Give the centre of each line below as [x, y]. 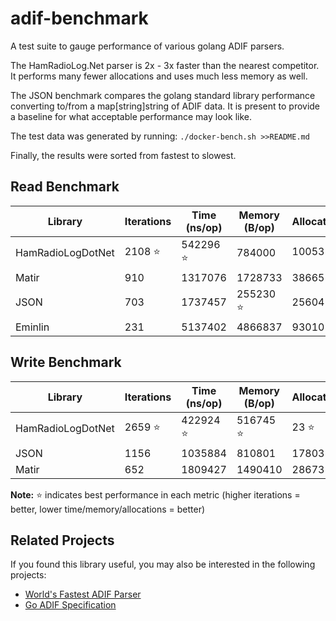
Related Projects [62, 540]
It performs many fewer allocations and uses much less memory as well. [159, 76]
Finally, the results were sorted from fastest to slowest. [123, 155]
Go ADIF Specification [70, 605]
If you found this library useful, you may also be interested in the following [163, 564]
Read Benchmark [65, 187]
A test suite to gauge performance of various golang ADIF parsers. [147, 46]
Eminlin [32, 327]
